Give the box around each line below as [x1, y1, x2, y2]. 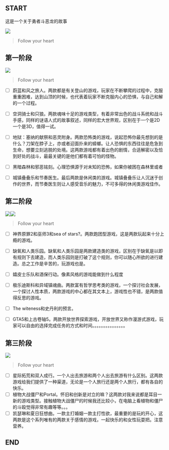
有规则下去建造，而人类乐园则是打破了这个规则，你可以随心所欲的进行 [12, 254, 159, 260]
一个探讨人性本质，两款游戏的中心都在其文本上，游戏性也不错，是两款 [12, 288, 159, 294]
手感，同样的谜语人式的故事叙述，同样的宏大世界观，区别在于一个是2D [12, 117, 160, 123]
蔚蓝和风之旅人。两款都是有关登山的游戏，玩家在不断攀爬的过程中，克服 [12, 87, 163, 93]
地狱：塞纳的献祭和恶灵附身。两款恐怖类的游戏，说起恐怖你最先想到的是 [12, 134, 163, 140]
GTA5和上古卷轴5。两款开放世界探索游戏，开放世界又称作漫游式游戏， [12, 316, 159, 323]
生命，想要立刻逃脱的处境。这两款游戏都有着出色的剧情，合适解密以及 [12, 147, 159, 153]
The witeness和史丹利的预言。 [12, 305, 76, 311]
